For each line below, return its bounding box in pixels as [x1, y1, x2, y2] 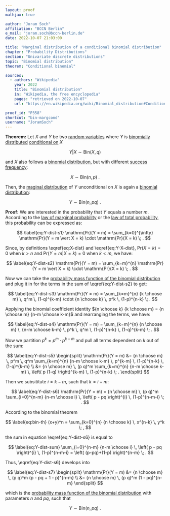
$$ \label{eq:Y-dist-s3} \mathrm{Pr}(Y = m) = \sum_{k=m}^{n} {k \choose [8, 291, 162, 297]
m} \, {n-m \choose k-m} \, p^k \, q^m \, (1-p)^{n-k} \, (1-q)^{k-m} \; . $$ [11, 326, 159, 333]
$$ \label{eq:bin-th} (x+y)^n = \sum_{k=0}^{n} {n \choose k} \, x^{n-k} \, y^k [5, 419, 165, 425]
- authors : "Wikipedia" [10, 77, 60, 83]
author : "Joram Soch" [5, 21, 51, 26]
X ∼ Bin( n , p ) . [70, 174, 100, 180]
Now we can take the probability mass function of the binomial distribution [5, 276, 160, 282]
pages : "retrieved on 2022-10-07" [14, 96, 87, 102]
